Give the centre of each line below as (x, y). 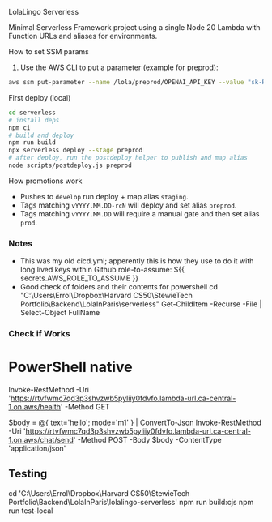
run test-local (31, 511)
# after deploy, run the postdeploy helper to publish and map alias (128, 158)
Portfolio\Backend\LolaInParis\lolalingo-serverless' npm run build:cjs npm (131, 502)
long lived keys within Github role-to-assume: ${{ (102, 270)
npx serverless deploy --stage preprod (76, 150)
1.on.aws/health (35, 407)
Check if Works (39, 334)
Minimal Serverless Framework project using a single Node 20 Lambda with (134, 27)
